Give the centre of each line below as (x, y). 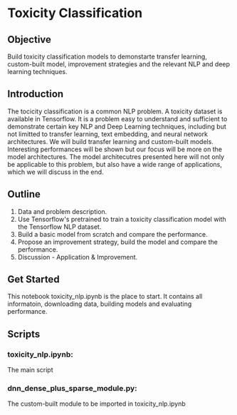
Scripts (24, 334)
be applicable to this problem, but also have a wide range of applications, (115, 164)
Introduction (36, 94)
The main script (30, 370)
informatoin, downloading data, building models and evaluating (100, 304)
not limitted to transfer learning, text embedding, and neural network (108, 134)
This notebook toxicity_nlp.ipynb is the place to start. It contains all (105, 297)
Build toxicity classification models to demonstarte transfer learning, (107, 56)
